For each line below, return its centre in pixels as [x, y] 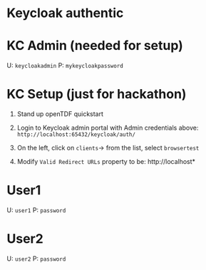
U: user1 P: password [36, 210]
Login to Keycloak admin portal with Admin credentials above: [108, 128]
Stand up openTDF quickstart [60, 114]
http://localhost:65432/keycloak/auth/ [76, 135]
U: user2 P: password [36, 259]
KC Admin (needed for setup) [95, 46]
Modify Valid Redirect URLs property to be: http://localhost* [106, 162]
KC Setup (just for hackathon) [97, 94]
